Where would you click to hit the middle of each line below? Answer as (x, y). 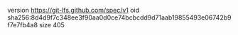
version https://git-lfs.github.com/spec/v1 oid (74, 10)
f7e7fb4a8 (22, 25)
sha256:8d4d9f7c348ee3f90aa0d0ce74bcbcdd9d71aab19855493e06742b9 (119, 17)
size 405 (52, 25)
